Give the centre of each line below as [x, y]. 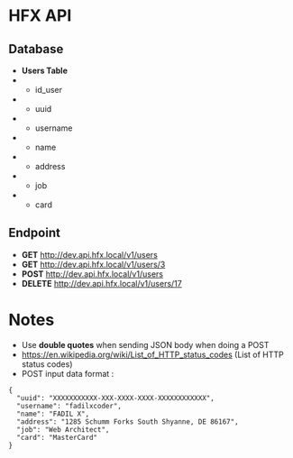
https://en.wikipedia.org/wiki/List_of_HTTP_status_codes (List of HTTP [153, 354]
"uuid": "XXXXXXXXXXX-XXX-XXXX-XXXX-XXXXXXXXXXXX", [116, 398]
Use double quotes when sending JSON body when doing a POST [145, 344]
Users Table [45, 70]
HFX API [40, 16]
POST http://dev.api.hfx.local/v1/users [92, 274]
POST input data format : [68, 373]
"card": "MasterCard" [57, 437]
